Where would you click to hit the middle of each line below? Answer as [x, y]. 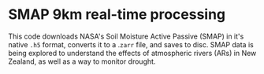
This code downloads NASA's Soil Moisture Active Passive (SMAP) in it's [126, 36]
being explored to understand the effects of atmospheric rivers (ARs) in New [132, 53]
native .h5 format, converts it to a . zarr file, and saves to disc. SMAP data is [131, 44]
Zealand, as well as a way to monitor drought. [82, 61]
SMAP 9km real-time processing [117, 15]
